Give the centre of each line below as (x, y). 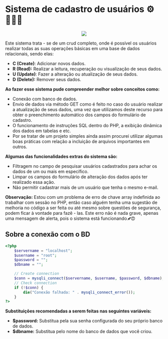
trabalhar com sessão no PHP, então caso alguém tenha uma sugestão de (81, 202)
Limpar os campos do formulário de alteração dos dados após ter (80, 177)
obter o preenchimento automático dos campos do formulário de (79, 115)
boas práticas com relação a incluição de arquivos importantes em (81, 141)
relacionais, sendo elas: (29, 54)
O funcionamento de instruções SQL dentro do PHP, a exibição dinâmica (87, 125)
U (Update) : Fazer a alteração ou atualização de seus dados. (75, 74)
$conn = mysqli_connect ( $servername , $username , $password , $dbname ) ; (89, 278)
